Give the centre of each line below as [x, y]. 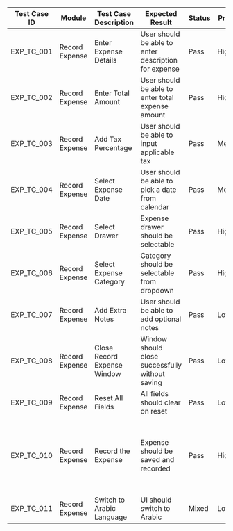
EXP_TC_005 [32, 231]
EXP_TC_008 [32, 361]
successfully [161, 365]
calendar [155, 207]
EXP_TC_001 [32, 51]
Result [161, 22]
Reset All [109, 398]
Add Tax [108, 139]
